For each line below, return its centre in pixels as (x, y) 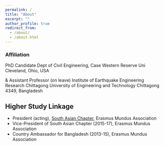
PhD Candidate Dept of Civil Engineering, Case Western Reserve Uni (75, 65)
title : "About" (21, 14)
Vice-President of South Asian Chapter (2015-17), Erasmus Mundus (81, 123)
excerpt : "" (17, 19)
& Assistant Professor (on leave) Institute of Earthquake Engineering (75, 80)
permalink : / (19, 10)
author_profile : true (28, 24)
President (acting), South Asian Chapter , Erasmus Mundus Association (84, 118)
